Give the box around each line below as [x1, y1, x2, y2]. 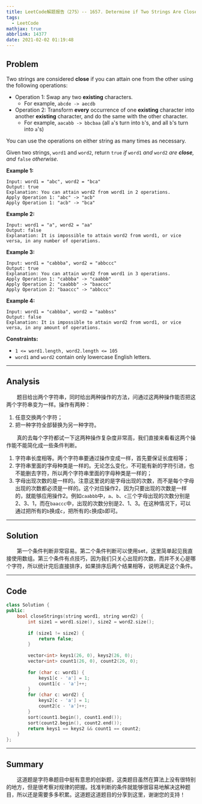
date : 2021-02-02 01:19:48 [6, 37, 74, 43]
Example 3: [6, 248, 35, 255]
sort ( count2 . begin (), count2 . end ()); [28, 719, 122, 726]
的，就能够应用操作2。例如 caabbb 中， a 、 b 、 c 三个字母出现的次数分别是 [14, 492, 191, 499]
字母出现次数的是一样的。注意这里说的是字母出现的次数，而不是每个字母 [14, 477, 194, 484]
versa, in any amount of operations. [6, 324, 101, 331]
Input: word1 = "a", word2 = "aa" [6, 222, 93, 228]
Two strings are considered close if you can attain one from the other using [6, 75, 194, 82]
